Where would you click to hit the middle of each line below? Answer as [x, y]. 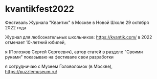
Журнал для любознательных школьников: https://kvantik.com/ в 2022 [79, 37]
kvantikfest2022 [40, 9]
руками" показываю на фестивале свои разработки [59, 57]
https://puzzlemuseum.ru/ [31, 71]
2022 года [16, 27]
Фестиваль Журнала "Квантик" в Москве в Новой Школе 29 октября [77, 22]
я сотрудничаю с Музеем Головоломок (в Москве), [59, 66]
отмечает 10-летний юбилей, [35, 42]
